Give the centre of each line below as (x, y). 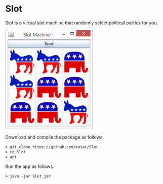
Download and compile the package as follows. (54, 137)
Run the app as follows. (30, 166)
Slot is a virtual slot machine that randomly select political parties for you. (82, 23)
